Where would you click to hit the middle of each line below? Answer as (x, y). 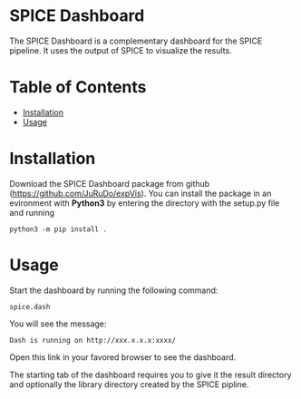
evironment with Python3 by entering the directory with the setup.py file (145, 203)
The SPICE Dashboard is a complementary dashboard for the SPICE (136, 41)
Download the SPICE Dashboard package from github (110, 183)
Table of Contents (78, 88)
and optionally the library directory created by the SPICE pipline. (129, 384)
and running (32, 212)
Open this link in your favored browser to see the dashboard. (123, 357)
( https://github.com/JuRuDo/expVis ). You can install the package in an (141, 193)
